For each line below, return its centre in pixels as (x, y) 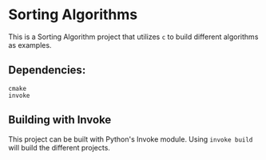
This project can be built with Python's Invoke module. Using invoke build (131, 139)
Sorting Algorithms (73, 15)
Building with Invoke (60, 120)
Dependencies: (47, 70)
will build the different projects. (59, 147)
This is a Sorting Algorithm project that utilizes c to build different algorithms (133, 37)
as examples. (30, 45)
